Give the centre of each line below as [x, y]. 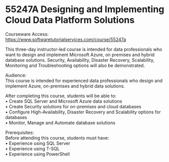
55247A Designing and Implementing [85, 9]
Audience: [16, 75]
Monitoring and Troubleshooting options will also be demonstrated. [75, 65]
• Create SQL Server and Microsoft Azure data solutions [64, 101]
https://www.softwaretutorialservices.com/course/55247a [66, 39]
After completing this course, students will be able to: [61, 96]
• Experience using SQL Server [38, 143]
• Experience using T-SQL [32, 148]
